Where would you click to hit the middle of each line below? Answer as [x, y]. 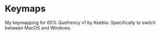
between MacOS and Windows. [38, 27]
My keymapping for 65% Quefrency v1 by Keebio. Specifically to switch [80, 22]
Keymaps [25, 9]
